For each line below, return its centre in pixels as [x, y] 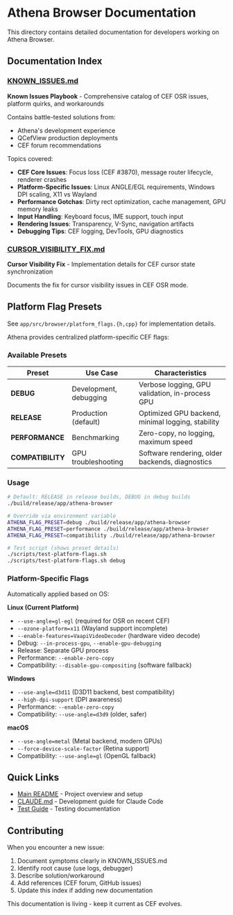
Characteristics [180, 373]
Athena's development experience [66, 131]
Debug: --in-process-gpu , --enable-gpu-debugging [89, 643]
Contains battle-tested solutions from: [61, 117]
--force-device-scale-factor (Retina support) [83, 748]
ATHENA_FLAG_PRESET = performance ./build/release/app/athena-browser [108, 529]
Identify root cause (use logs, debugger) [75, 868]
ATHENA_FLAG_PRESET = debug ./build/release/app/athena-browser [99, 522]
